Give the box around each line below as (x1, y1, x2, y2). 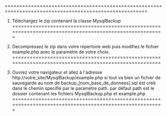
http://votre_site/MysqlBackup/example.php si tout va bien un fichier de (12, 75, 161, 80)
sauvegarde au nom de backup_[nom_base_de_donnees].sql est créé (12, 80, 156, 86)
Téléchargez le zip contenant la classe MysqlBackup (12, 18, 121, 24)
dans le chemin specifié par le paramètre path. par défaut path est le (12, 85, 154, 91)
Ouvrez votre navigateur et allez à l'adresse (12, 69, 103, 75)
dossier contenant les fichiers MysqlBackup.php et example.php (12, 91, 146, 96)
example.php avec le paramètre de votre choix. (12, 49, 110, 55)
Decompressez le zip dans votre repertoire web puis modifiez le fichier (12, 44, 159, 49)
